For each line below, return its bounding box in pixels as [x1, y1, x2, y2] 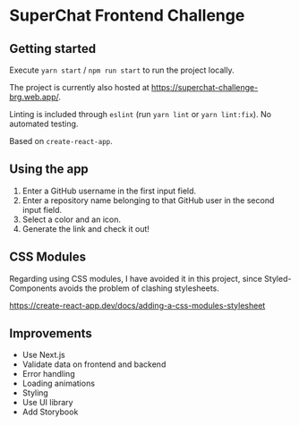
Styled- [263, 273, 292, 284]
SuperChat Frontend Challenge [9, 5, 245, 26]
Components [9, 283, 57, 294]
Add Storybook [21, 406, 79, 417]
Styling [21, 388, 49, 398]
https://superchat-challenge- [150, 82, 259, 92]
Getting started [9, 41, 97, 56]
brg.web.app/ [9, 91, 59, 102]
